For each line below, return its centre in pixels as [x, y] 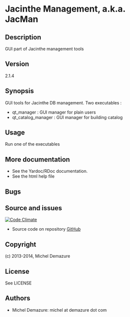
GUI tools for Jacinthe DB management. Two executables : [64, 102]
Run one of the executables [32, 144]
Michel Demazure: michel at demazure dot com [59, 310]
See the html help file [33, 176]
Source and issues [33, 208]
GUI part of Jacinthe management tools [44, 49]
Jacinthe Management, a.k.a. [65, 9]
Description [23, 37]
